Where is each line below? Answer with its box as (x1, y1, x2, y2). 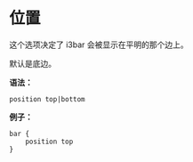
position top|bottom (9, 94, 86, 103)
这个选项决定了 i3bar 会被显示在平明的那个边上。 (9, 39, 189, 50)
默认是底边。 (9, 58, 56, 69)
